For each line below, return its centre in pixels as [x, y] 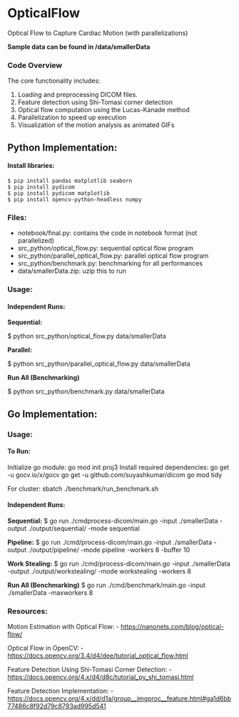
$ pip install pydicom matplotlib [59, 193]
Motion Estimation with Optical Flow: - [63, 627]
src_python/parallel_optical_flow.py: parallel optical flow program [113, 256]
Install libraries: [31, 166]
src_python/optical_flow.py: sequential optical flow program [106, 249]
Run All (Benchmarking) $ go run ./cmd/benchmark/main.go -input [106, 585]
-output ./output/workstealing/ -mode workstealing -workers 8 [99, 571]
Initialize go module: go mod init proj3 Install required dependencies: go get [118, 467]
